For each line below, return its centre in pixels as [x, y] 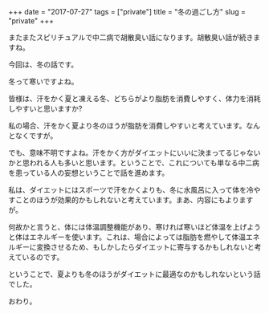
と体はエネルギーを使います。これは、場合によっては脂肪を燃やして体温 [127, 237]
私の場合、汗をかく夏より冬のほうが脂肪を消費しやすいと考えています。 [127, 126]
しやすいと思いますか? [45, 108]
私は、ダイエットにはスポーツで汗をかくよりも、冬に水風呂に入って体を [128, 190]
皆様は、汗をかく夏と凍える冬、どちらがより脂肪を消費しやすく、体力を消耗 [134, 98]
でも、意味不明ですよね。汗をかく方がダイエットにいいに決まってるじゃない [134, 152]
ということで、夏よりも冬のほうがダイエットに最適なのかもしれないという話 [134, 274]
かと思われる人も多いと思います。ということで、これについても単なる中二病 [134, 163]
